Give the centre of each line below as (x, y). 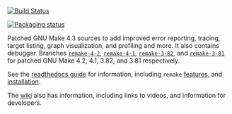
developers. (25, 103)
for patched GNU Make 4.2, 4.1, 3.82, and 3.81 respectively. (94, 61)
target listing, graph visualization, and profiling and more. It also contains (114, 45)
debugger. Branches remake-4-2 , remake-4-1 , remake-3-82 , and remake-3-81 (116, 53)
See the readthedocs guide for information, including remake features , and (115, 74)
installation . (24, 82)
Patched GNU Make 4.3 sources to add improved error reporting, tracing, (114, 38)
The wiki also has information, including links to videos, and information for (117, 95)
